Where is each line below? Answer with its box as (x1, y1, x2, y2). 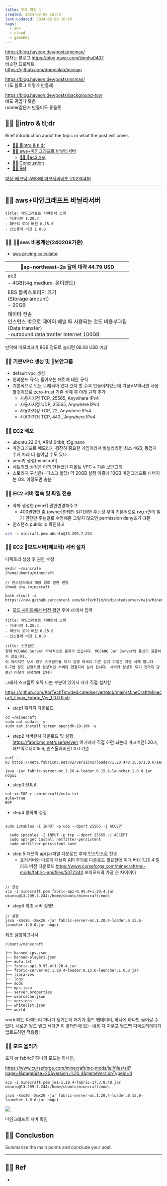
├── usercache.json (5, 994, 46, 999)
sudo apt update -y (5, 719, 46, 724)
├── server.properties (5, 989, 52, 995)
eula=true (5, 796, 26, 801)
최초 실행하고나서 (5, 931, 39, 937)
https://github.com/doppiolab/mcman (5, 66, 82, 72)
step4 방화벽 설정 (12, 809, 47, 815)
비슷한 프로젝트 (5, 61, 35, 67)
